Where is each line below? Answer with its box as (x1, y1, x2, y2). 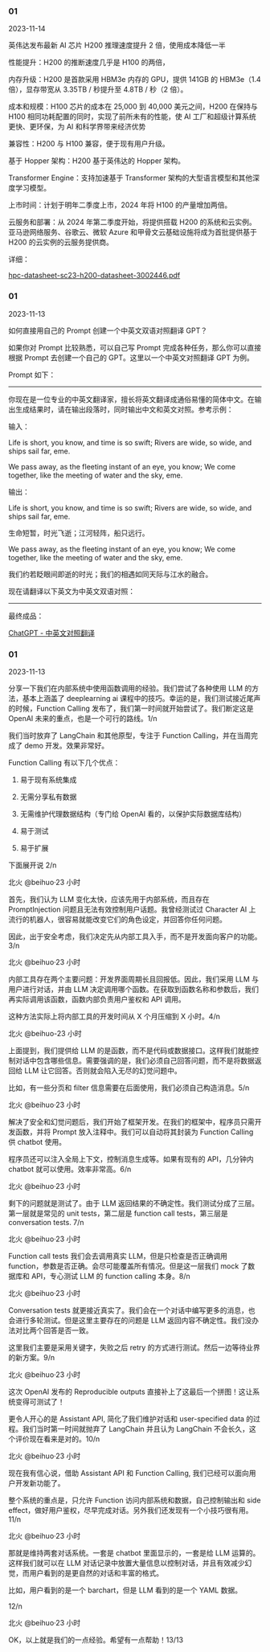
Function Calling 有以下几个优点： (8, 757, 121, 767)
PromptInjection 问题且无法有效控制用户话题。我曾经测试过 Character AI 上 (8, 904, 256, 914)
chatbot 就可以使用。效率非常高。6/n (8, 1164, 132, 1174)
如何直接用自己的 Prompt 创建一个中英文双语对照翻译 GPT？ (8, 326, 208, 335)
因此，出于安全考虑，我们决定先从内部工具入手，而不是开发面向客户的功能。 (8, 931, 262, 941)
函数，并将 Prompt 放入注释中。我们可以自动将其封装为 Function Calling (14, 1127, 254, 1137)
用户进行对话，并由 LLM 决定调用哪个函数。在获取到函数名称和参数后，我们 (8, 984, 260, 994)
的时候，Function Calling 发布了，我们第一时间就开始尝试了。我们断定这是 (8, 703, 254, 713)
